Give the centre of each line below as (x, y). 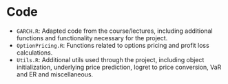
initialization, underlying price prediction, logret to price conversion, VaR (119, 67)
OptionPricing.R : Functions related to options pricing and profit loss (113, 45)
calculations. (34, 53)
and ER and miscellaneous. (55, 74)
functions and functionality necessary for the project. (92, 38)
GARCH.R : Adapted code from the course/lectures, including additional (114, 31)
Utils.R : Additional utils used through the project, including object (110, 59)
